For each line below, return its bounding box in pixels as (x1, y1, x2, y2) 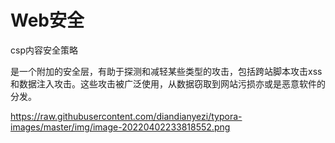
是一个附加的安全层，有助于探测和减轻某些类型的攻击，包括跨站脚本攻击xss (10, 65, 323, 77)
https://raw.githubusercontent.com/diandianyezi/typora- (10, 110, 243, 122)
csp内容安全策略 (10, 44, 78, 56)
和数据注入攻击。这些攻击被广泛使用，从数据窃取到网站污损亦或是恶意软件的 (10, 77, 326, 90)
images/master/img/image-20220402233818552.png (10, 121, 231, 133)
